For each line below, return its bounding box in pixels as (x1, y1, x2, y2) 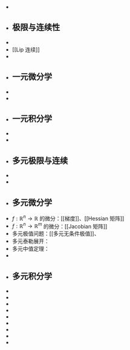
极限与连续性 (11, 22, 60, 33)
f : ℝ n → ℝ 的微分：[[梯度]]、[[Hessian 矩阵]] (11, 214, 125, 222)
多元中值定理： (11, 245, 50, 253)
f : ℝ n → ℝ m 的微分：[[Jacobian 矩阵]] (11, 221, 108, 230)
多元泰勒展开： (11, 238, 50, 245)
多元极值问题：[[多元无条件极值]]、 (11, 230, 100, 238)
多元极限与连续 (11, 155, 68, 166)
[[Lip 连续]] (11, 46, 41, 53)
